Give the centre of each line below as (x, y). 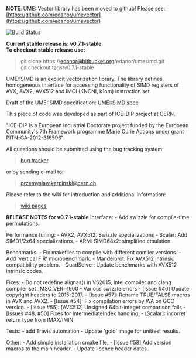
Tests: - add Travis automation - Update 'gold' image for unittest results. (93, 331)
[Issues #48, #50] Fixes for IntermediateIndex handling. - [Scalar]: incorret (96, 313)
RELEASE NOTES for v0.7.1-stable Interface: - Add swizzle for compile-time (98, 217)
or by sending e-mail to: (35, 172)
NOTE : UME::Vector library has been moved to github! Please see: (86, 8)
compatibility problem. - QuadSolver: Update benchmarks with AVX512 (92, 265)
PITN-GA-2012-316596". (35, 138)
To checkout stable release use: (46, 50)
